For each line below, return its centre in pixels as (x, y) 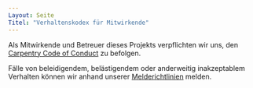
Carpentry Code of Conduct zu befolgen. (75, 53)
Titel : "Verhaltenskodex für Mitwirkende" (79, 23)
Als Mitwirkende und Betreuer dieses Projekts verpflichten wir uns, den (123, 44)
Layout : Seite (31, 15)
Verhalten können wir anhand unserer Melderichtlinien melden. (110, 76)
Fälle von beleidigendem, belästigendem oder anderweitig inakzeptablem (127, 68)
